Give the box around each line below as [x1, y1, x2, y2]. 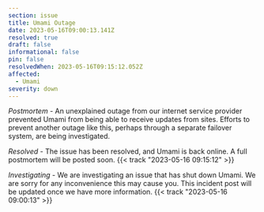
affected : [8, 70, 41, 78]
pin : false [8, 56, 44, 64]
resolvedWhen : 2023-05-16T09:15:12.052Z [8, 63, 144, 71]
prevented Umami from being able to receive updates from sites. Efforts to [8, 115, 251, 125]
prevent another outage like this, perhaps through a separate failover [8, 123, 232, 132]
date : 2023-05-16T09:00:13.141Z [8, 26, 115, 34]
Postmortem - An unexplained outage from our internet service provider [8, 106, 243, 116]
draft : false [8, 41, 51, 49]
